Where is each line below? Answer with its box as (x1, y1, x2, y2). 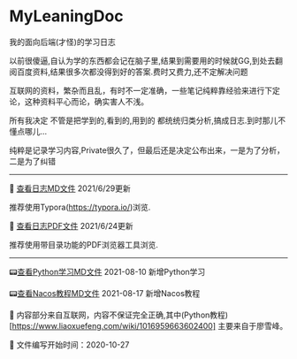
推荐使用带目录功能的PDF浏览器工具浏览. (9, 239, 159, 249)
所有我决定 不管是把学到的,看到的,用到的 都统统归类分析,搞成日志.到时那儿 (9, 115, 278, 126)
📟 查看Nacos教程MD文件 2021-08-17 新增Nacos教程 (9, 287, 201, 298)
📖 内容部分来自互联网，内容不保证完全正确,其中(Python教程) (9, 309, 228, 320)
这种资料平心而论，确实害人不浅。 (24, 95, 148, 107)
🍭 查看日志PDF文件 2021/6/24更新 (9, 220, 134, 231)
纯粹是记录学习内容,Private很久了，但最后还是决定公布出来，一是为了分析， (9, 144, 286, 156)
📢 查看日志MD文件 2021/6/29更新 (9, 183, 131, 194)
